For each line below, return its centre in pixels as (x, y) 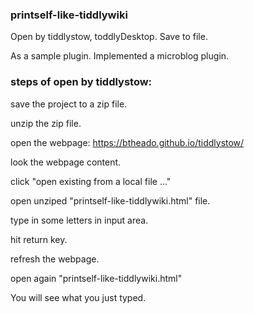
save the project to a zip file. (69, 104)
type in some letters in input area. (79, 220)
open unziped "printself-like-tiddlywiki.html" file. (110, 200)
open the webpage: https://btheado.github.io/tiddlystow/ (127, 142)
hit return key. (39, 239)
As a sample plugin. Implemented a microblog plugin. (120, 56)
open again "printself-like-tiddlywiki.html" (96, 278)
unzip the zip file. (46, 123)
